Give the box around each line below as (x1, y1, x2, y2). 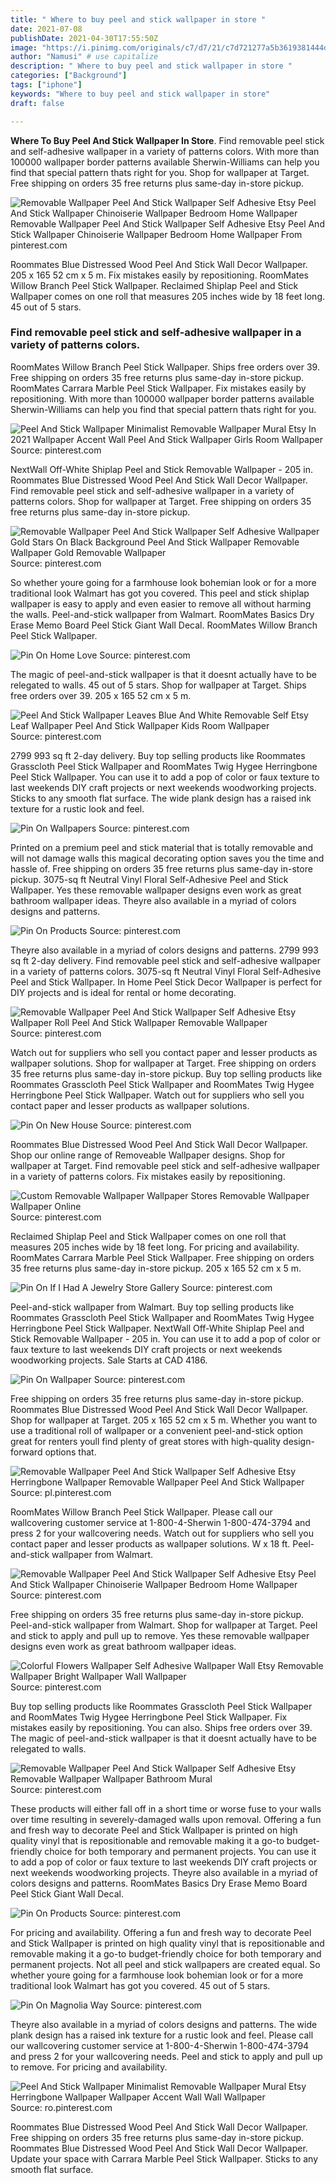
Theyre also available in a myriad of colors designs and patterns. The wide (10, 2018, 318, 2030)
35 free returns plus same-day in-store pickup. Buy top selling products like (10, 1067, 323, 1080)
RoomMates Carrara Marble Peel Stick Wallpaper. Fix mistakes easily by (10, 382, 307, 394)
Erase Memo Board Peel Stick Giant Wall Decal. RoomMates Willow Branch (10, 619, 318, 631)
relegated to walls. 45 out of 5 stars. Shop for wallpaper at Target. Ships (10, 679, 307, 691)
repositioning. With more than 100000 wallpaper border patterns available (10, 392, 315, 405)
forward (10, 1446, 43, 1458)
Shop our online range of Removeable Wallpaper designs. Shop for (10, 1149, 286, 1161)
